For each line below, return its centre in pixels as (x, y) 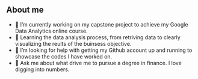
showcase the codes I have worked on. (63, 56)
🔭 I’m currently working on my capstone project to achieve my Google (101, 24)
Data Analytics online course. (51, 31)
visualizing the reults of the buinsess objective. (73, 43)
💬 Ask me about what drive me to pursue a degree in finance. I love (98, 63)
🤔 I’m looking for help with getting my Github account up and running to (104, 50)
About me (25, 10)
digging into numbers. (42, 69)
